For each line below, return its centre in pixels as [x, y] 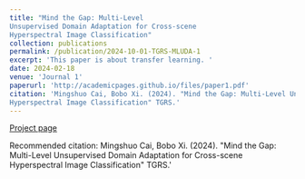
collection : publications [58, 43]
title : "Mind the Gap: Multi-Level [77, 18]
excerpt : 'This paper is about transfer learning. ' [111, 60]
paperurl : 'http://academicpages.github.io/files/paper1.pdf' [129, 85]
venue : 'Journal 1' [46, 77]
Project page [33, 128]
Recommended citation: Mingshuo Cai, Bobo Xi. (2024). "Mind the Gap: [143, 145]
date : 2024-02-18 [42, 69]
